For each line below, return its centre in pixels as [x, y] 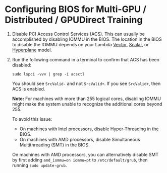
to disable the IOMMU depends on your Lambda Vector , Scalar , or [80, 44]
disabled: [21, 65]
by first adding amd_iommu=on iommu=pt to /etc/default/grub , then [80, 160]
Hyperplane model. [32, 50]
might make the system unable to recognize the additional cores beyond [87, 104]
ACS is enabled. [29, 89]
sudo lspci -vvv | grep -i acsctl [48, 74]
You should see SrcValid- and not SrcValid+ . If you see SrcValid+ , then [86, 83]
